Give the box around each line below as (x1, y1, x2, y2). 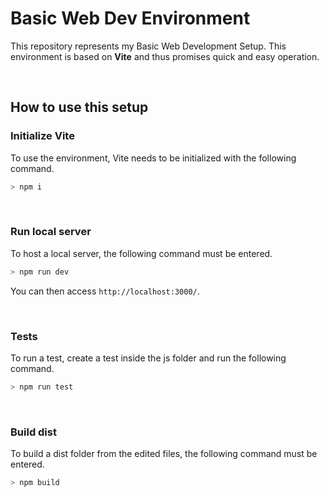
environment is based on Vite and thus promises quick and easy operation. (10, 50, 320, 62)
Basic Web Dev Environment (10, 7, 251, 30)
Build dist (10, 425, 57, 439)
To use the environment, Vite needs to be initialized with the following (10, 152, 297, 164)
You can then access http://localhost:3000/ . (10, 285, 200, 297)
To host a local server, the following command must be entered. (10, 247, 273, 259)
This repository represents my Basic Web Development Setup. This (10, 40, 287, 52)
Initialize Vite (10, 129, 75, 143)
